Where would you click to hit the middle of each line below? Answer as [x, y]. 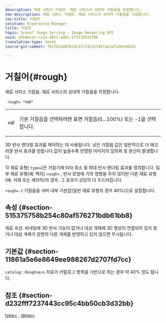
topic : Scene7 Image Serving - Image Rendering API [59, 33]
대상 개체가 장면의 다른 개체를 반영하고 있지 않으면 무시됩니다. [73, 234]
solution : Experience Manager [36, 24]
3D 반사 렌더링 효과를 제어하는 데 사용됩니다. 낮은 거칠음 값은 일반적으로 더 [77, 145]
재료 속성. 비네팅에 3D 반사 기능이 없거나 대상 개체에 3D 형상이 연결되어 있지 [79, 228]
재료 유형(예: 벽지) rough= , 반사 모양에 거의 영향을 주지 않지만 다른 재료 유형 [83, 173]
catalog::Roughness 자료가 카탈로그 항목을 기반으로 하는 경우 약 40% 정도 [77, 272]
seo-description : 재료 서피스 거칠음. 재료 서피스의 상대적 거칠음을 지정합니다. [78, 14]
